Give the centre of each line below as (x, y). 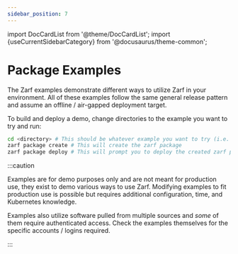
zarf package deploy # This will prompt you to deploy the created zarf (117, 152)
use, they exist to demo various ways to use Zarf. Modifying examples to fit (117, 187)
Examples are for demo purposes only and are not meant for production (112, 179)
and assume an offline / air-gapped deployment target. (87, 105)
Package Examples (64, 70)
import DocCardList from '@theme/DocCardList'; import (89, 34)
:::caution (21, 166)
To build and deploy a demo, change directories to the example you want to (118, 118)
